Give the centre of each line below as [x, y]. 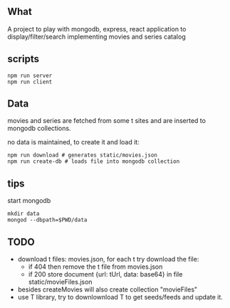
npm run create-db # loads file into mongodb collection [94, 162]
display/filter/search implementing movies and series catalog [97, 36]
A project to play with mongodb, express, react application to [97, 29]
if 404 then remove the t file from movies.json [95, 267]
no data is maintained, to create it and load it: [74, 142]
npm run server [30, 75]
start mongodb [29, 201]
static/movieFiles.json [60, 282]
